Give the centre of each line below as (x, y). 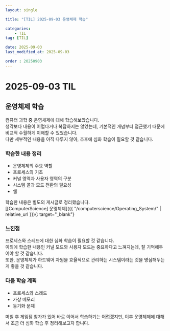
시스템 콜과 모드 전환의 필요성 (42, 185)
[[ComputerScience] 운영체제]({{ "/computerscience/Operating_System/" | (83, 209)
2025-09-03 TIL (41, 86)
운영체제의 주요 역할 (32, 166)
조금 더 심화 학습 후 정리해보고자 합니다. (50, 323)
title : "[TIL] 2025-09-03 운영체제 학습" (47, 19)
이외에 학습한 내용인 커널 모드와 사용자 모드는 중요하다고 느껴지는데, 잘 (75, 247)
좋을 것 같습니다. (27, 266)
